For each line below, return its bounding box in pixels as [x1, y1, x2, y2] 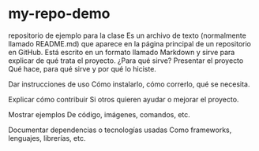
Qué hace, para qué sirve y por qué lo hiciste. [8, 64, 156, 73]
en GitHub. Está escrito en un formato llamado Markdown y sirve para [8, 47, 235, 57]
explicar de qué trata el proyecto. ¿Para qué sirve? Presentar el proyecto [8, 56, 244, 65]
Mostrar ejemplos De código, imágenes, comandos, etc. [8, 109, 191, 119]
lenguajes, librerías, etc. [8, 133, 86, 142]
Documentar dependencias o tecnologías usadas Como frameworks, [8, 125, 232, 134]
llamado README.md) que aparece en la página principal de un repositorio [8, 39, 251, 48]
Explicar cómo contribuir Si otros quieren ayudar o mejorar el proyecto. [8, 94, 239, 104]
